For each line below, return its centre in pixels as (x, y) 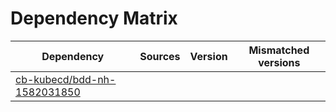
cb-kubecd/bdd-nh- (66, 79)
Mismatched (279, 50)
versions (279, 62)
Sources (160, 56)
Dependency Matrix (94, 18)
